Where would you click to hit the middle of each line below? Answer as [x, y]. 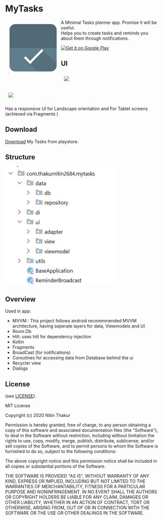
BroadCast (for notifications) [41, 353]
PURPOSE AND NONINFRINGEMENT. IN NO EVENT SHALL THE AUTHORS [81, 492]
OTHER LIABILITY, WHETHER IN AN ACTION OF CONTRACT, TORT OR [77, 502]
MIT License [18, 406]
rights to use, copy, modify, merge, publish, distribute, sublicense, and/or [80, 441]
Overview [21, 299]
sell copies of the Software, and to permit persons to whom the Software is [82, 446]
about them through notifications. [95, 38]
